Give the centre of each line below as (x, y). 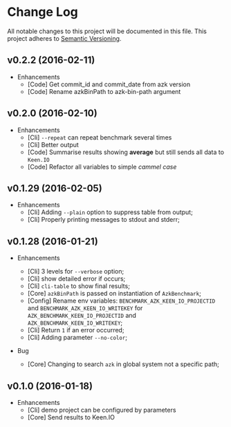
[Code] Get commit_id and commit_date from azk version (109, 84)
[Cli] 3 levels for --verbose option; (76, 272)
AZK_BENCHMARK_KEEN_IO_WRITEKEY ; (75, 323)
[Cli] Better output (53, 144)
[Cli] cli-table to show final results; (78, 286)
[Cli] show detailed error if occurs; (76, 279)
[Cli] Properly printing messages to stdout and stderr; (103, 220)
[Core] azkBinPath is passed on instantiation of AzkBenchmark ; (114, 294)
